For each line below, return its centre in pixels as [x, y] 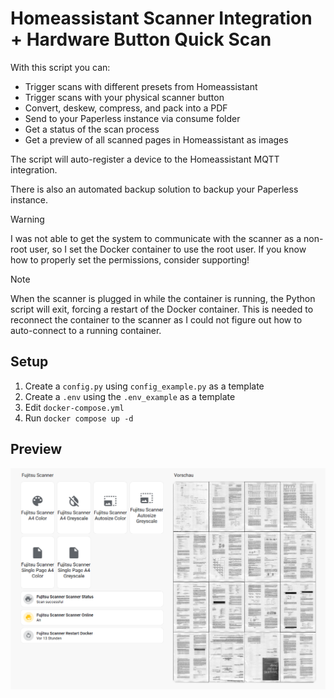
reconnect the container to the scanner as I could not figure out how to [156, 319]
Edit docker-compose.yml [74, 407]
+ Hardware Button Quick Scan [141, 39]
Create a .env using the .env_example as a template [130, 396]
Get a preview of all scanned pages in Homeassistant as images [156, 139]
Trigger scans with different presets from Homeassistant [141, 86]
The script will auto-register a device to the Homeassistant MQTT [145, 159]
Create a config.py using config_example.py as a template [144, 386]
